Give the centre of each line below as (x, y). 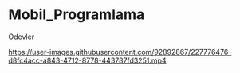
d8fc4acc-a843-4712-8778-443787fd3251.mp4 (87, 60)
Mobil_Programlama (77, 15)
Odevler (21, 36)
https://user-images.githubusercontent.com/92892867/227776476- (120, 52)
